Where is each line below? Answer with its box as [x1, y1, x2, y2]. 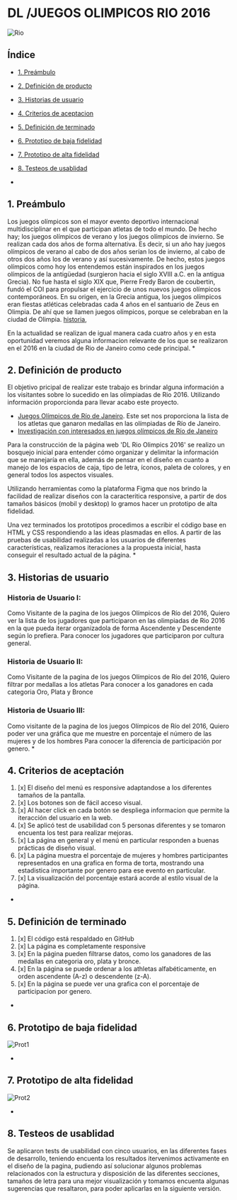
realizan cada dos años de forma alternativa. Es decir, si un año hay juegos [7, 240, 226, 248]
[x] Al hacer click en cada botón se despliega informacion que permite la [17, 806, 230, 814]
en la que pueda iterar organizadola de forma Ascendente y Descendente [7, 624, 221, 632]
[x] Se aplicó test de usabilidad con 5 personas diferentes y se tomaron [17, 821, 226, 830]
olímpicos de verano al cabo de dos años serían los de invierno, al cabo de [7, 247, 226, 256]
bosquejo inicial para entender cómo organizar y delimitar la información [7, 448, 219, 456]
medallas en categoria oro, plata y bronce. [17, 957, 141, 965]
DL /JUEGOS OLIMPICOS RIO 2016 [7, 5, 211, 21]
